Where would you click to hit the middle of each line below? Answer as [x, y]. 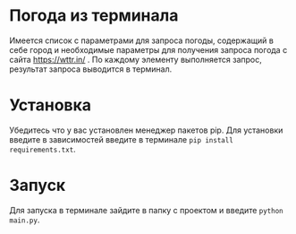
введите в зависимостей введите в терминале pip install [122, 139]
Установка [51, 105]
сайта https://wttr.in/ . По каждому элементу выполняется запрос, [135, 59]
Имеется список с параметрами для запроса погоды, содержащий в [142, 40]
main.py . [25, 220]
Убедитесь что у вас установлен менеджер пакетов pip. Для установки [146, 130]
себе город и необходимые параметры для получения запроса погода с [148, 49]
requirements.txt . [42, 149]
